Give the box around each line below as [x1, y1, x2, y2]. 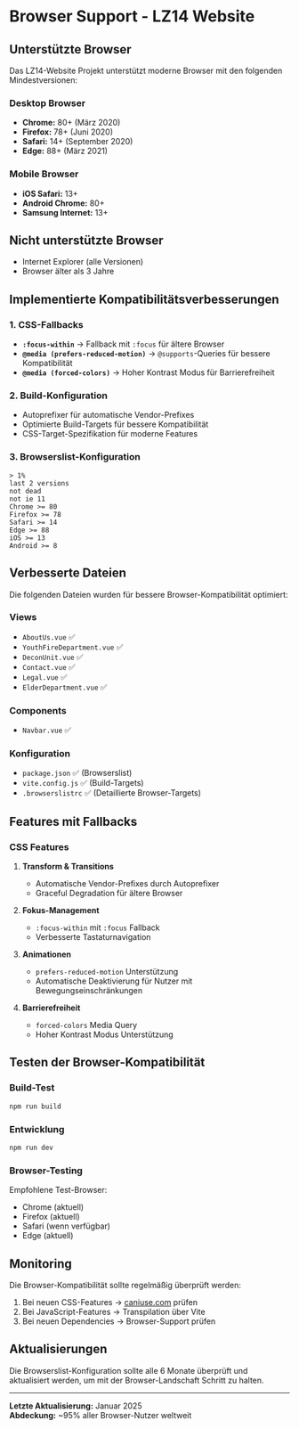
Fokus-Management [21, 905, 100, 916]
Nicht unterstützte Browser [9, 233, 164, 248]
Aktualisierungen [9, 1342, 108, 1357]
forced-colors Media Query [35, 1020, 138, 1031]
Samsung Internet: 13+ [21, 207, 109, 217]
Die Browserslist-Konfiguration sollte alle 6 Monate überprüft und [9, 1365, 248, 1376]
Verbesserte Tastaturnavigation [35, 932, 151, 943]
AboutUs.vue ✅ [21, 631, 76, 642]
